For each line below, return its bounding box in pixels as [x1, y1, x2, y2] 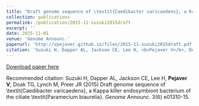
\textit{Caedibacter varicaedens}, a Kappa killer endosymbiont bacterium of [6, 87, 191, 94]
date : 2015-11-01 [6, 31, 49, 37]
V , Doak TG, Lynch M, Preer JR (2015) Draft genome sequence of [6, 81, 166, 88]
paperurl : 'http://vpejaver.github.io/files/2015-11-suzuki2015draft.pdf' [6, 42, 195, 48]
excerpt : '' [6, 25, 36, 31]
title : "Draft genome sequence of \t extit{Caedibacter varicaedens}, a [6, 8, 187, 15]
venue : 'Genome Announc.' [6, 36, 70, 42]
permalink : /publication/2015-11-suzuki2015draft [6, 19, 131, 25]
